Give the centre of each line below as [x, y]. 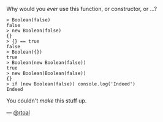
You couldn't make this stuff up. [47, 101]
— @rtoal [18, 113]
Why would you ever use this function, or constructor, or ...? [82, 9]
